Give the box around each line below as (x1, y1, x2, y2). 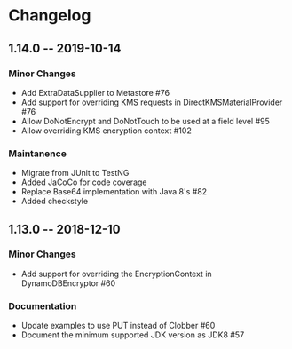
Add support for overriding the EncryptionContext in (20, 268, 212, 279)
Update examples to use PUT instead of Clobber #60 (20, 321, 216, 331)
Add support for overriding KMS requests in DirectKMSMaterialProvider (20, 97, 283, 107)
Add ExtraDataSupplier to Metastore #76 (20, 87, 170, 98)
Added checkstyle (20, 196, 89, 207)
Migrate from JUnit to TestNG (20, 168, 130, 178)
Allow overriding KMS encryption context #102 (20, 125, 192, 136)
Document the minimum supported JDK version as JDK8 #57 (20, 329, 245, 340)
